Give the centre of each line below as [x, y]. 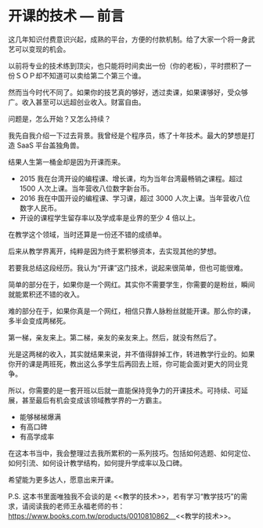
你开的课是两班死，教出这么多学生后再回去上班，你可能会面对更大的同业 [124, 364]
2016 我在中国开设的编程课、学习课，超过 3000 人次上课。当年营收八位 [135, 198]
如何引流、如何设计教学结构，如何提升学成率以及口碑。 [97, 463]
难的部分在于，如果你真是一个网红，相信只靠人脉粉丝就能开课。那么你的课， [131, 311]
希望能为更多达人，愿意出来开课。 [63, 479]
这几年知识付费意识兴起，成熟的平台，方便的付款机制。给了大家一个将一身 [128, 39]
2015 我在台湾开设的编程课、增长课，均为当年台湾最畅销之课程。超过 [131, 178]
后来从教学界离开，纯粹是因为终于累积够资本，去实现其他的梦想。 [114, 251]
